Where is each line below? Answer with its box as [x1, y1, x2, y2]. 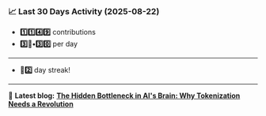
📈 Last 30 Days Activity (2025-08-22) [8, 6, 160, 17]
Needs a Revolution [8, 99, 74, 109]
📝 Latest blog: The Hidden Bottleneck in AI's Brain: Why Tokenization [8, 91, 241, 100]
